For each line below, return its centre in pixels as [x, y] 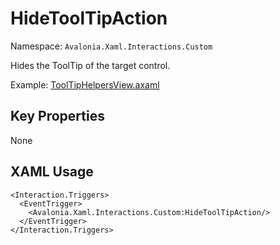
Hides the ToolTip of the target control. [90, 65]
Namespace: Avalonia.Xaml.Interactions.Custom [111, 46]
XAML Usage [52, 172]
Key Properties [57, 116]
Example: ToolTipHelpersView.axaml [85, 84]
